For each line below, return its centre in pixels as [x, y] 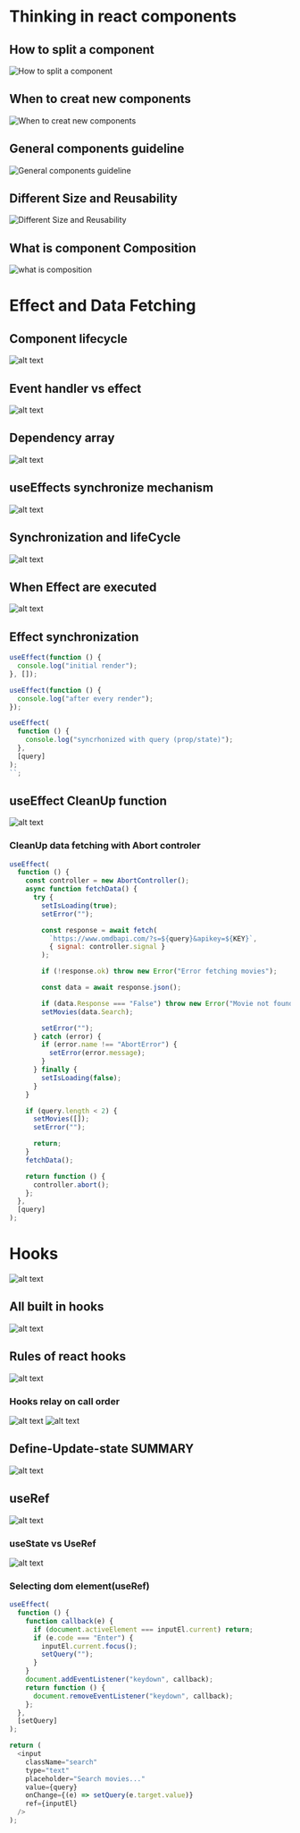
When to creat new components [100, 99]
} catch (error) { [67, 1036]
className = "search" [62, 1762]
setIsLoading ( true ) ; [79, 906]
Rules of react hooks [68, 1356]
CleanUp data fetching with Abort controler [105, 846]
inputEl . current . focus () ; [90, 1646]
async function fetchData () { [82, 889]
